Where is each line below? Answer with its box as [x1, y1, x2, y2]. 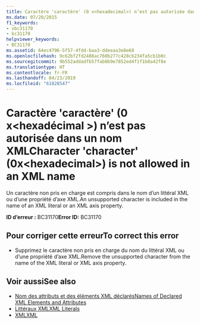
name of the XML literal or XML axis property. [14, 259, 127, 266]
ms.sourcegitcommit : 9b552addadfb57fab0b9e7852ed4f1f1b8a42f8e [6, 58, 167, 64]
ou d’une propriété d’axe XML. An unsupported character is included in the [6, 195, 188, 202]
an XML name [6, 170, 76, 183]
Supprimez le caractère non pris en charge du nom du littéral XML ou [14, 247, 185, 254]
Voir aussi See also [6, 276, 76, 286]
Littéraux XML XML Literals [14, 305, 80, 312]
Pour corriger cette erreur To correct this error [6, 230, 179, 241]
